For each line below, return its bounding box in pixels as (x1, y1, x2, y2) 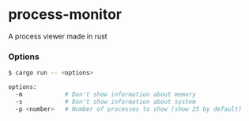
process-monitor (8, 5, 123, 24)
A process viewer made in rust (8, 31, 108, 41)
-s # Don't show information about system (15, 97, 196, 105)
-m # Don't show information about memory (15, 90, 196, 98)
